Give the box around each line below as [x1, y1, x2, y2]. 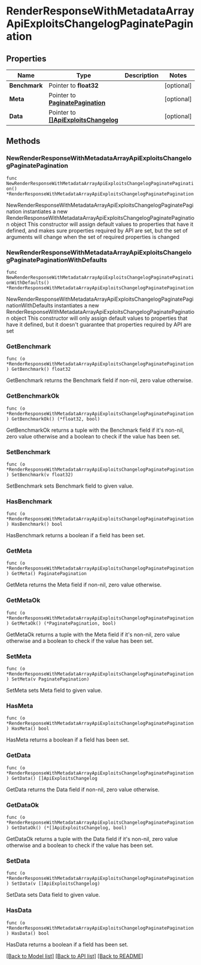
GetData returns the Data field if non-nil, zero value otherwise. [6, 786, 160, 793]
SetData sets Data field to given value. [6, 891, 100, 899]
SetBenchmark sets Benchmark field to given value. [6, 482, 134, 489]
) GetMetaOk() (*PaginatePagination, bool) [6, 620, 117, 627]
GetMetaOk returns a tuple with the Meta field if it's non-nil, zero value [6, 631, 181, 638]
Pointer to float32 [48, 81, 99, 89]
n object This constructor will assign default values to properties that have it [6, 220, 193, 228]
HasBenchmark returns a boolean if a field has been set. [6, 532, 145, 539]
